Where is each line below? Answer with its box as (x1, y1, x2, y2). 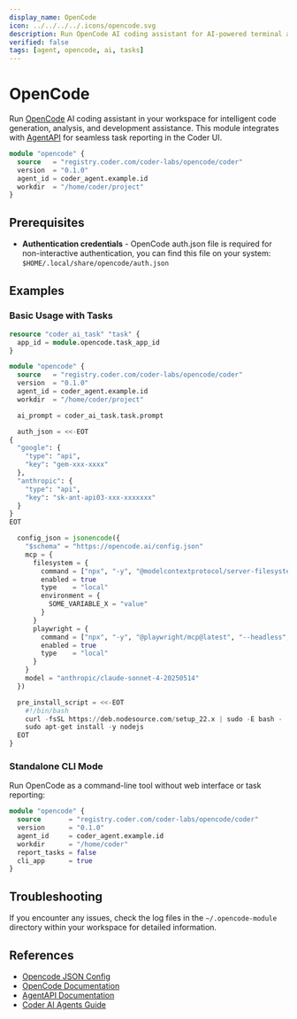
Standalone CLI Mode (9, 759, 103, 772)
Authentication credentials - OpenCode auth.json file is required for (21, 238, 272, 249)
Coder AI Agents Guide (21, 999, 107, 1010)
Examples (9, 283, 65, 298)
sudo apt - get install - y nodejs (25, 723, 144, 732)
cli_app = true (17, 856, 93, 865)
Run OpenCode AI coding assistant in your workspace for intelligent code (9, 113, 277, 124)
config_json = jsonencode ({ (17, 533, 121, 543)
